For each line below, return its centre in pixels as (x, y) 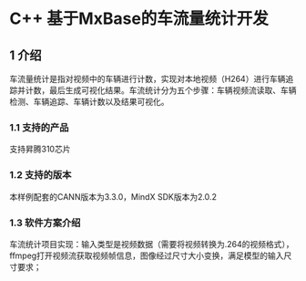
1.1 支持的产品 (39, 127)
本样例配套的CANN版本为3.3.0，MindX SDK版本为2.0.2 (113, 196)
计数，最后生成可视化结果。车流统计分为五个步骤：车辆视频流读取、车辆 (161, 90)
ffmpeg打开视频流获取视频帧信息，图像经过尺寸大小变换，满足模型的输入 (147, 255)
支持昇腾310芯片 (40, 149)
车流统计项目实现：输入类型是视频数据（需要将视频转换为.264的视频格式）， (152, 244)
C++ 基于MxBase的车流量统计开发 (139, 19)
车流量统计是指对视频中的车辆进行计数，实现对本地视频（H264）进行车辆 (148, 79)
